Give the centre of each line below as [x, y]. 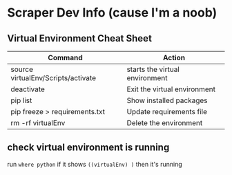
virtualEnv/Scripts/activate [54, 78]
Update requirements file [167, 112]
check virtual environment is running [88, 148]
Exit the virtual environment [171, 89]
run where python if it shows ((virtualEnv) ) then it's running [95, 164]
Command [65, 58]
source [22, 69]
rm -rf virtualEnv [38, 123]
